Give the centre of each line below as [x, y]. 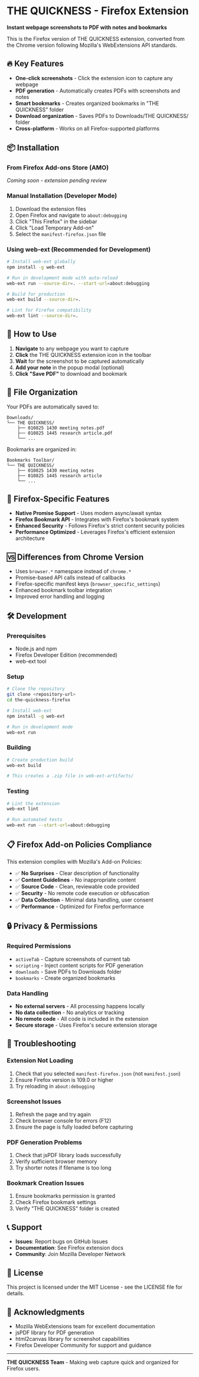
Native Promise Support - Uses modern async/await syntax [88, 513]
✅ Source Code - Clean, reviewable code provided [77, 886]
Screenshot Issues [34, 1101]
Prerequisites [26, 635]
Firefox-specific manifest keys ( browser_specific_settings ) [88, 584]
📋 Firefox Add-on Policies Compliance [79, 844]
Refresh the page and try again [53, 1114]
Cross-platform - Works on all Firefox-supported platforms [87, 128]
